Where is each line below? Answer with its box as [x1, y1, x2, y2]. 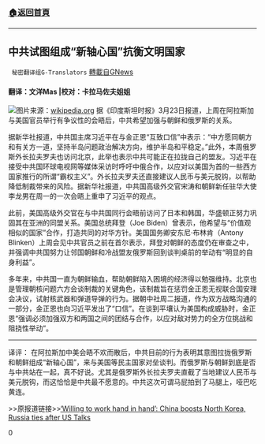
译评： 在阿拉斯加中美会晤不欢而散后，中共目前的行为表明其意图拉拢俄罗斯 [8, 348, 252, 357]
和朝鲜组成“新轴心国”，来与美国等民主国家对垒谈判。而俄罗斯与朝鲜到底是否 [8, 357, 256, 368]
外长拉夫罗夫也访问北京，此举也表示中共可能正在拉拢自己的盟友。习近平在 [14, 152, 257, 162]
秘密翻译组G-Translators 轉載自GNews [11, 67, 134, 76]
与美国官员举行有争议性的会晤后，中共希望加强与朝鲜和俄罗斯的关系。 [8, 116, 237, 125]
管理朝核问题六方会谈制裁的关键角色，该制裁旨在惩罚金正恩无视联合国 [14, 284, 243, 293]
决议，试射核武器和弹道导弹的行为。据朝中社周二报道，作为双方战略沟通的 [14, 294, 257, 304]
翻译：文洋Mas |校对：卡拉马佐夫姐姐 [8, 87, 131, 96]
